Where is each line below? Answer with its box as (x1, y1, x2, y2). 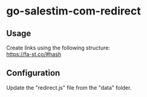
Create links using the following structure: (6, 44, 111, 51)
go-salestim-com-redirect (6, 4, 141, 18)
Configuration (6, 68, 60, 78)
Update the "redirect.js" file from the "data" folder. (6, 84, 132, 91)
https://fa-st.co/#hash (6, 51, 62, 58)
